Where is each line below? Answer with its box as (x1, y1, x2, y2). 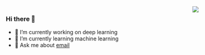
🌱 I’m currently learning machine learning (14, 35, 119, 42)
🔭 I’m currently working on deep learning (14, 29, 117, 36)
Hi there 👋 (6, 15, 36, 23)
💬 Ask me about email (14, 42, 70, 49)
